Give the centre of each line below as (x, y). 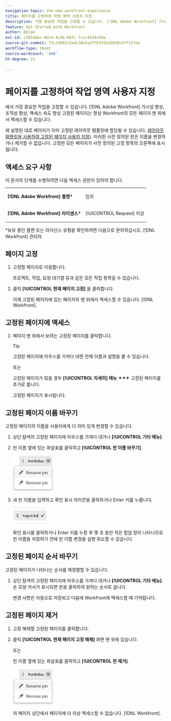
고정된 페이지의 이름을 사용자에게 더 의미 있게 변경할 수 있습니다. (69, 426)
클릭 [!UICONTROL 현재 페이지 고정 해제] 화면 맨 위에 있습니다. (75, 639)
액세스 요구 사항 (28, 167)
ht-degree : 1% (20, 59)
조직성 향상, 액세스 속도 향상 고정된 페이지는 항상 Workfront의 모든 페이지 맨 (81, 113)
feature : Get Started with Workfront (45, 27)
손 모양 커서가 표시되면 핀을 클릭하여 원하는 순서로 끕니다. (70, 587)
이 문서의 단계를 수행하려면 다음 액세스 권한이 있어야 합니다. (64, 180)
